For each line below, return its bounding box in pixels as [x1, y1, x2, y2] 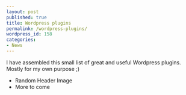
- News [6, 43, 23, 49]
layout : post [6, 8, 39, 15]
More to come [14, 83, 50, 90]
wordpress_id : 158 [6, 31, 52, 37]
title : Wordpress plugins [6, 20, 71, 26]
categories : [6, 37, 36, 43]
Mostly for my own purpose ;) [6, 65, 80, 72]
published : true [6, 14, 47, 20]
